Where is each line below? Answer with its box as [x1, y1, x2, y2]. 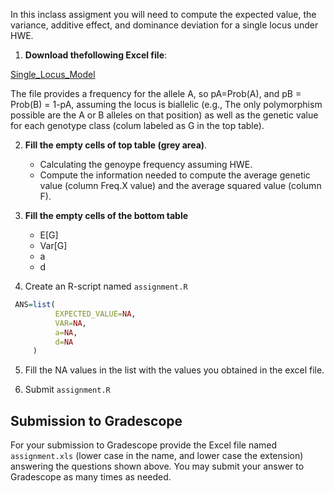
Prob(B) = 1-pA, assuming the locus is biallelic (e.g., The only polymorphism [10, 99, 323, 110]
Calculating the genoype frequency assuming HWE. [39, 159, 253, 170]
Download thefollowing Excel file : [24, 49, 168, 61]
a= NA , [54, 327, 78, 338]
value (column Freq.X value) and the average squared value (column [39, 180, 322, 191]
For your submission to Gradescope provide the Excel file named [10, 439, 278, 451]
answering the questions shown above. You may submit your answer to [10, 460, 305, 473]
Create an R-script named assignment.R [24, 280, 188, 292]
